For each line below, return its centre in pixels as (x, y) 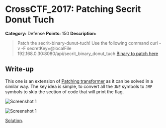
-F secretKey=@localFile (46, 48)
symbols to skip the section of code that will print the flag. (65, 92)
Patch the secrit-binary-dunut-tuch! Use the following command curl (87, 43)
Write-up (19, 69)
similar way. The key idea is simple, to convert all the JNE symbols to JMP (79, 86)
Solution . (14, 121)
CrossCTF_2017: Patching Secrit (73, 9)
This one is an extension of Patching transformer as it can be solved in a (79, 81)
